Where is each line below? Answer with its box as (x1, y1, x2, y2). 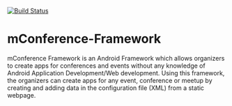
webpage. (7, 91, 36, 99)
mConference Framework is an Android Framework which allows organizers (7, 54, 225, 62)
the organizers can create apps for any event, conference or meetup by (7, 76, 212, 84)
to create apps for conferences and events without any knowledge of (7, 61, 206, 70)
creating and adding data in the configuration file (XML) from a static (7, 84, 204, 92)
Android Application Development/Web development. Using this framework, (7, 68, 225, 77)
